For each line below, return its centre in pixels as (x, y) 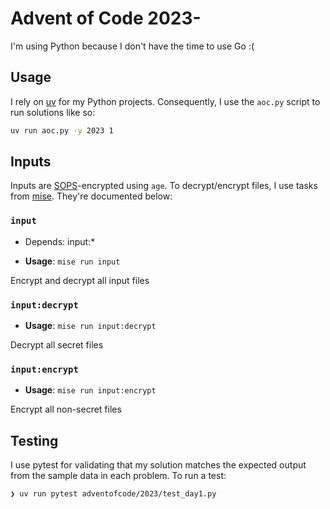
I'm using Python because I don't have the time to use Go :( (132, 46)
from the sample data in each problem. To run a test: (118, 476)
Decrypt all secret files (57, 345)
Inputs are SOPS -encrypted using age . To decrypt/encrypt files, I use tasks (164, 186)
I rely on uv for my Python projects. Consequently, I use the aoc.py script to (165, 101)
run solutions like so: (53, 112)
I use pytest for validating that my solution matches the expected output (158, 465)
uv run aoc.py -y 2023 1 (62, 130)
